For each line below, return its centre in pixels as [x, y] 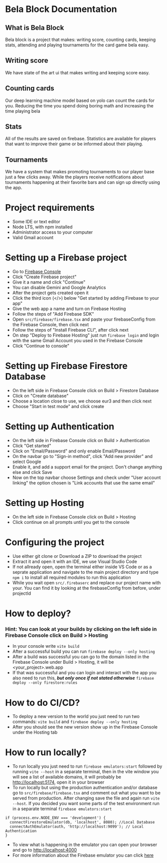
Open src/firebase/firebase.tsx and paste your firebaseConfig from [84, 319]
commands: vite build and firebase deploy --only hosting [75, 722]
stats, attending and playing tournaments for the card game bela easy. [77, 45]
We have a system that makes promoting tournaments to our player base [80, 172]
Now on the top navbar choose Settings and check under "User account [86, 477]
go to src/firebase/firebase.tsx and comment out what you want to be [86, 793]
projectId [22, 593]
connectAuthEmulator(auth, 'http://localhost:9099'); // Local [77, 827]
